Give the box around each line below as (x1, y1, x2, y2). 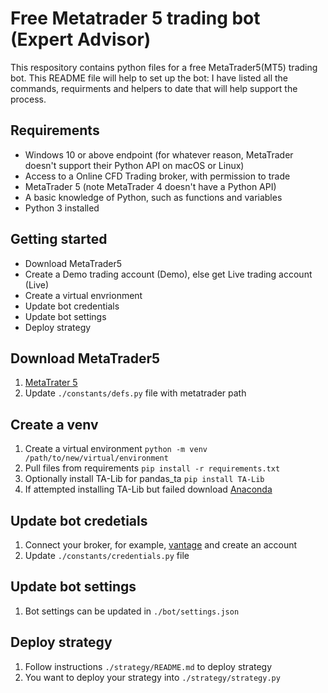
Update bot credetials (10, 512, 148, 529)
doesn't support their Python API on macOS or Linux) (24, 159, 245, 171)
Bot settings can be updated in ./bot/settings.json (24, 605, 240, 617)
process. (10, 93, 47, 105)
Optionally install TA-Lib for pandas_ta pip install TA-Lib (24, 473, 265, 485)
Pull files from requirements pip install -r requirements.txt (24, 462, 281, 474)
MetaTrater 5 (24, 377, 78, 389)
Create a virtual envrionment (24, 289, 143, 301)
